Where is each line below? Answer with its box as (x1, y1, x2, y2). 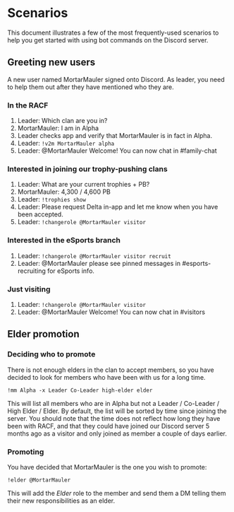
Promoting (7, 447, 44, 457)
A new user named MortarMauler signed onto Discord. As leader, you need (7, 75, 225, 83)
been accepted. (17, 210, 63, 219)
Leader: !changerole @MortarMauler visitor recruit (17, 251, 171, 260)
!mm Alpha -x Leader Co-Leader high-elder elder (7, 387, 153, 394)
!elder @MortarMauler (7, 476, 71, 484)
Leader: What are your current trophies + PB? (17, 180, 150, 189)
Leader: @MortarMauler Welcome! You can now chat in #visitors (17, 308, 206, 316)
